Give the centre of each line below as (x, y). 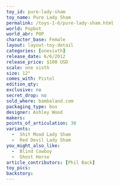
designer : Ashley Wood (34, 112)
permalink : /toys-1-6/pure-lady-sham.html (60, 23)
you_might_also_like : (33, 145)
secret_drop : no (26, 95)
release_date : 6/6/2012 (36, 56)
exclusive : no (24, 90)
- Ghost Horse (31, 157)
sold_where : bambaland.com (40, 101)
